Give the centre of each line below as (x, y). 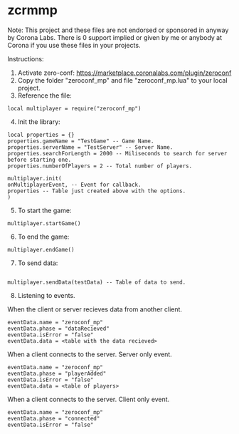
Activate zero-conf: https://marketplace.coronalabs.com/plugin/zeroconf (124, 73)
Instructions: (26, 58)
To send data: (38, 263)
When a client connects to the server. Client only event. (89, 399)
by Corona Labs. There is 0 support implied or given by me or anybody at (115, 37)
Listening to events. (47, 295)
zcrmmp (33, 10)
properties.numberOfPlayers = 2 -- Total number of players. (100, 166)
